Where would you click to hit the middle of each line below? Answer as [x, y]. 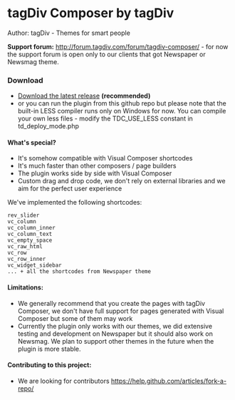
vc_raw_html [25, 247]
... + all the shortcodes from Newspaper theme [79, 272]
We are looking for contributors [63, 381]
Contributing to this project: [49, 365]
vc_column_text [30, 234]
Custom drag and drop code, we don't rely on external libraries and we [121, 181]
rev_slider [23, 215]
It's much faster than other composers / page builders [97, 166]
